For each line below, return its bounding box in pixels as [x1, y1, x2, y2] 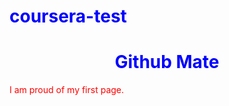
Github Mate [114, 51, 220, 74]
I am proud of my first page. [9, 84, 125, 96]
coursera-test [9, 5, 127, 28]
